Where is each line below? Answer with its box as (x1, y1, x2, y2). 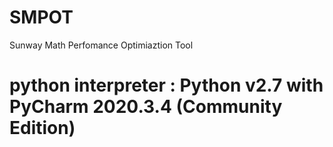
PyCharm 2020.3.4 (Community (9, 96, 283, 118)
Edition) (9, 117, 76, 140)
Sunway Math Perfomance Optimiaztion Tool (9, 39, 194, 51)
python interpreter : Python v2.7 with (9, 74, 324, 97)
